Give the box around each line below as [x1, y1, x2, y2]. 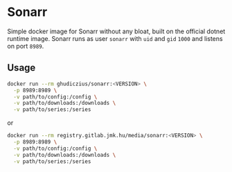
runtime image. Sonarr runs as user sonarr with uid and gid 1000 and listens [7, 34, 223, 42]
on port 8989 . [7, 42, 44, 50]
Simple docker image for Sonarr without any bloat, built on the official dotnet [7, 27, 226, 35]
